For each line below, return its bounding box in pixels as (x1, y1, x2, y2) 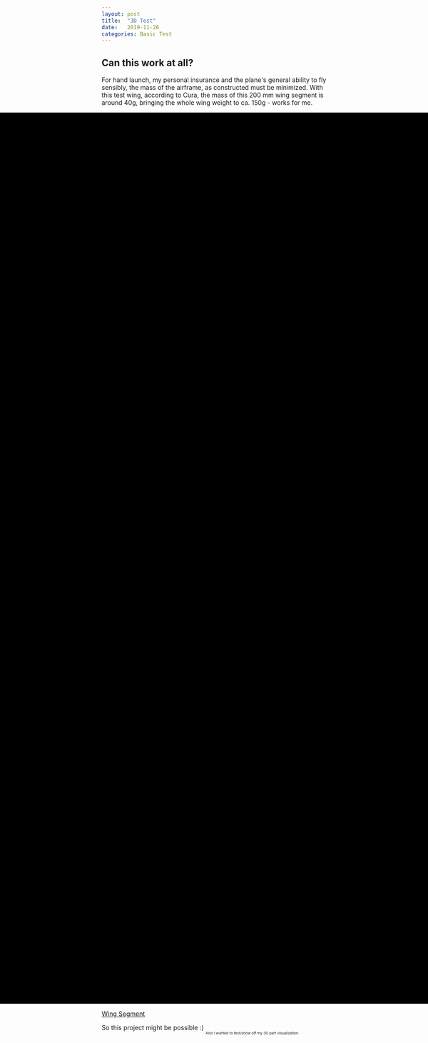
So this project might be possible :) (101, 1024, 205, 1032)
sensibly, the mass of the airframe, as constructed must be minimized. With (101, 83, 324, 92)
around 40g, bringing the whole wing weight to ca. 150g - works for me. (101, 98, 313, 107)
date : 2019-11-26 (101, 24, 160, 31)
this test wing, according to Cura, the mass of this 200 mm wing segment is (101, 91, 324, 100)
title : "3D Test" (101, 17, 156, 24)
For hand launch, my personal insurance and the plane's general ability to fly (101, 76, 327, 84)
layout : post (101, 10, 141, 18)
